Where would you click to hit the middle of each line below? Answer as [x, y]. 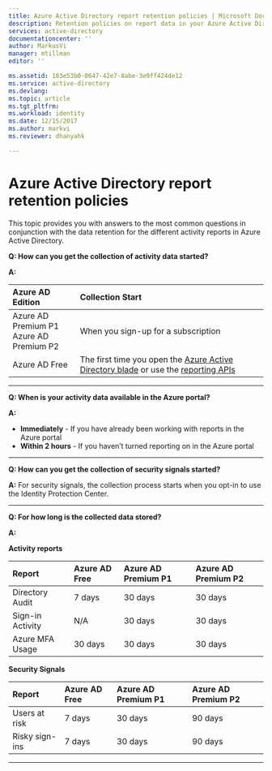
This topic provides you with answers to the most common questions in [127, 223]
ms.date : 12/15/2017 [43, 121]
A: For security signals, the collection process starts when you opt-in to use [135, 485]
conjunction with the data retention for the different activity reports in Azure [134, 231]
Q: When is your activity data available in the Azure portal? [109, 397]
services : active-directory [56, 31]
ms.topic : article [39, 98]
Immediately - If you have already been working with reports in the [132, 429]
